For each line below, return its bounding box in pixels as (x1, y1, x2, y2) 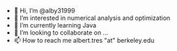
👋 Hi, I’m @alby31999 (13, 7, 75, 14)
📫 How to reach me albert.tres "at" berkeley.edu (13, 37, 155, 44)
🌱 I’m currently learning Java (13, 21, 97, 29)
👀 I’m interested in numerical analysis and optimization (13, 14, 171, 22)
